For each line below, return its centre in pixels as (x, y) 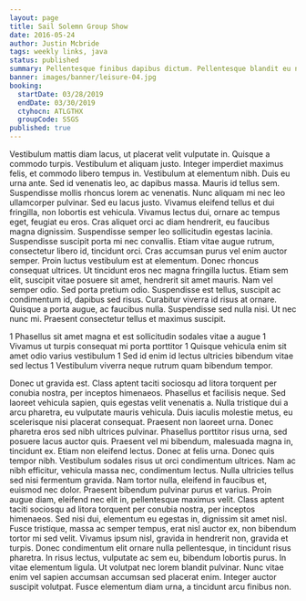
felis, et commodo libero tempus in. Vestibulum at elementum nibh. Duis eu (150, 173)
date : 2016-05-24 (42, 35)
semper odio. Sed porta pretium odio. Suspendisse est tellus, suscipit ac (145, 290)
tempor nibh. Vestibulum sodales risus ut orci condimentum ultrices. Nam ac (153, 461)
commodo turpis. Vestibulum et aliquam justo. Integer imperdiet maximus (147, 164)
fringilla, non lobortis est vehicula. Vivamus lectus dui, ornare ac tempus (145, 212)
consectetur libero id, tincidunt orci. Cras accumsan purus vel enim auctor (148, 251)
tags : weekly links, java (58, 52)
